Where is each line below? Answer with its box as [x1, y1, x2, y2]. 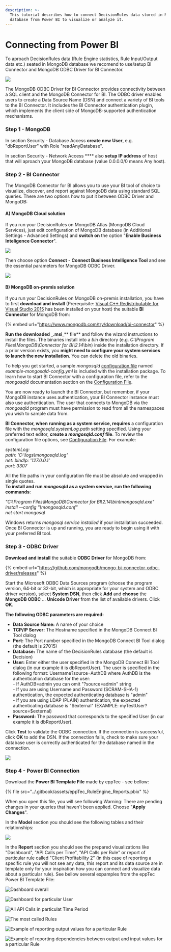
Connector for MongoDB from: [5, 311, 70, 318]
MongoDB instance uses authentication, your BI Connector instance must [5, 394, 159, 401]
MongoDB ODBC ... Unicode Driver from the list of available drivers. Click [5, 596, 160, 602]
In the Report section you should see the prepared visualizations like [5, 844, 149, 850]
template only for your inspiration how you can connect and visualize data [5, 865, 160, 871]
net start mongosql [5, 510, 45, 516]
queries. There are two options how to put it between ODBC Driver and [5, 193, 154, 199]
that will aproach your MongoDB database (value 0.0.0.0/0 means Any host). [5, 158, 166, 164]
